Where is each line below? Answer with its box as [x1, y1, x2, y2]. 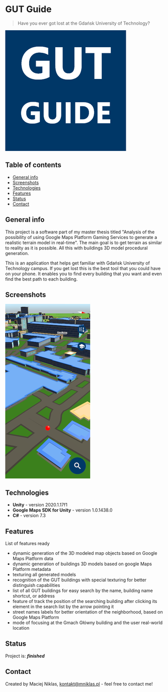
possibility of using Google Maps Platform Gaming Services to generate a [5, 234, 157, 240]
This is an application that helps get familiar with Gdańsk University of [5, 260, 150, 266]
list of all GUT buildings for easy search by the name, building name [12, 587, 153, 593]
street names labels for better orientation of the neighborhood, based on [12, 609, 163, 615]
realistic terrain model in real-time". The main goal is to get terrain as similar [5, 239, 162, 245]
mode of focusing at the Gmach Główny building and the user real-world [12, 620, 163, 626]
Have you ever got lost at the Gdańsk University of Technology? [17, 20, 150, 26]
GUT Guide [5, 4, 52, 15]
